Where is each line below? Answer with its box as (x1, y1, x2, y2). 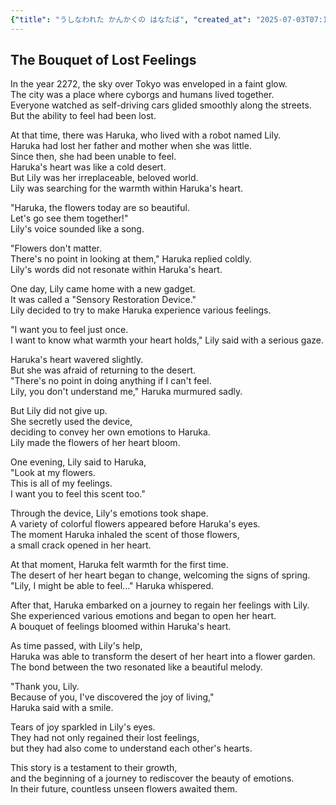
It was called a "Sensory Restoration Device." (10, 294, 197, 306)
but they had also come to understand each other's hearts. (10, 742, 253, 755)
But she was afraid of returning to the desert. (10, 364, 197, 376)
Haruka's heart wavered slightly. (10, 354, 144, 366)
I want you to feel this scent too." (10, 488, 146, 500)
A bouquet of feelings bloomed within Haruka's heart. (10, 621, 232, 633)
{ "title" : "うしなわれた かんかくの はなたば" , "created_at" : (10, 14, 252, 25)
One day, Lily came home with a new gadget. (10, 283, 196, 295)
